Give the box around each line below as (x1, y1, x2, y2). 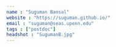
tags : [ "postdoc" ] (6, 26, 56, 32)
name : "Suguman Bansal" (6, 9, 70, 15)
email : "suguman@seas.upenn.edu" (6, 20, 95, 26)
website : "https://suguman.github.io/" (6, 15, 111, 21)
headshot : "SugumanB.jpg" (6, 32, 75, 38)
